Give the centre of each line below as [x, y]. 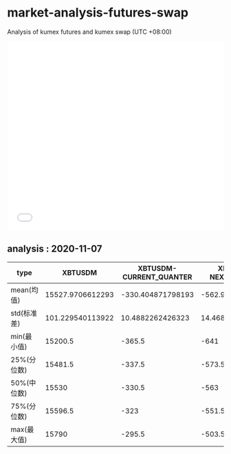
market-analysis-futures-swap [98, 13]
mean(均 [25, 289]
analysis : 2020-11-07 [55, 249]
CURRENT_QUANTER [157, 277]
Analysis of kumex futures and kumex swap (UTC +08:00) [89, 32]
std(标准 [24, 313]
